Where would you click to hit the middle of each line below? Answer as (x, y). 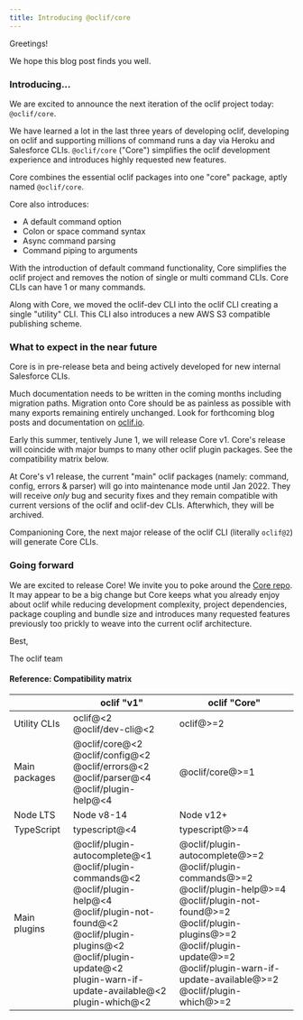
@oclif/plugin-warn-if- (230, 968)
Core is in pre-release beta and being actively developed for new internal (145, 367)
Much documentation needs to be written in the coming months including (146, 394)
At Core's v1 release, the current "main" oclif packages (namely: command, (149, 477)
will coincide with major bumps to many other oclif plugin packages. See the (151, 450)
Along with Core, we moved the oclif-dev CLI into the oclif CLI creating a (144, 304)
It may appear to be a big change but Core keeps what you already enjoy (145, 594)
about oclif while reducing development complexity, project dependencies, (148, 604)
